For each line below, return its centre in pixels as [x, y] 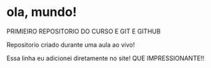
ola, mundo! [42, 12]
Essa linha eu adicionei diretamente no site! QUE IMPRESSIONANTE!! [105, 58]
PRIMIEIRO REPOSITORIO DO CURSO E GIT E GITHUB [84, 31]
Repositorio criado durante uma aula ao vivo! [71, 44]
